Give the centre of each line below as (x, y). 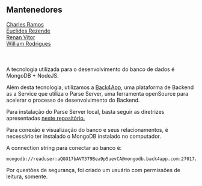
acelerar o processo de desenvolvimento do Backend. (73, 100)
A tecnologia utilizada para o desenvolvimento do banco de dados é (90, 69)
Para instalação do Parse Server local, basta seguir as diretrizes (85, 111)
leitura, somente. (27, 176)
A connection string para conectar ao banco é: (64, 147)
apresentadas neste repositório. (46, 118)
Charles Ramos (25, 24)
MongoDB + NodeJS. (32, 75)
